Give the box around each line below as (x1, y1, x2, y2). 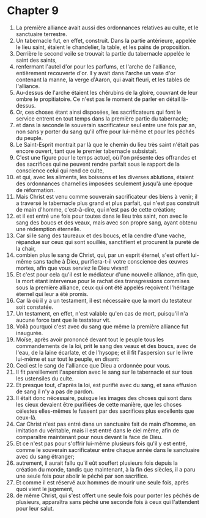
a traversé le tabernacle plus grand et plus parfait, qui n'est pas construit (15, 199, 200, 207)
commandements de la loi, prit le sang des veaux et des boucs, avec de (15, 342, 197, 349)
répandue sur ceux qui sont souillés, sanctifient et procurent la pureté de (15, 238, 199, 245)
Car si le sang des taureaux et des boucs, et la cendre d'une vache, (15, 232, 186, 239)
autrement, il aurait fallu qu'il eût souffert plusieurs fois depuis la (15, 459, 178, 467)
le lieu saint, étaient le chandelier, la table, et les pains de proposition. (15, 43, 191, 51)
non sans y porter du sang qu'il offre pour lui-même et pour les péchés (15, 128, 195, 135)
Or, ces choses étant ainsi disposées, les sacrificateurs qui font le (15, 108, 182, 116)
